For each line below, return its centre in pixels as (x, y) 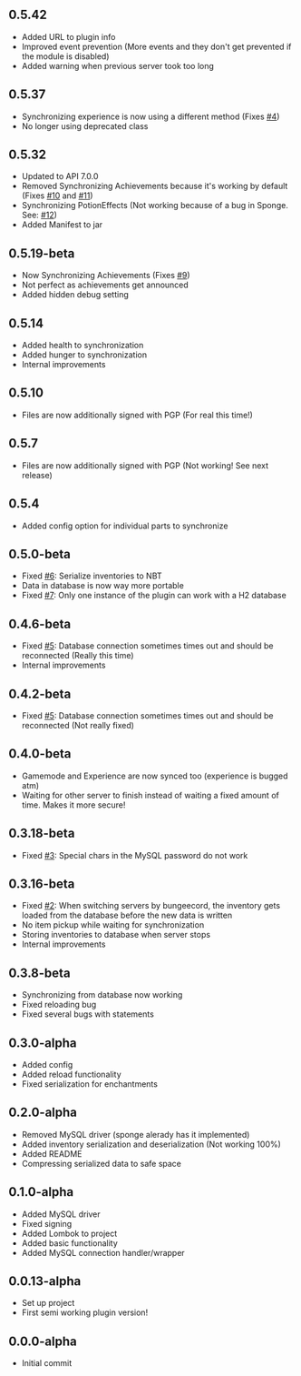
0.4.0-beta (40, 754)
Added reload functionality (71, 1074)
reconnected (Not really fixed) (78, 725)
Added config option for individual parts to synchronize (125, 526)
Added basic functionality (70, 1243)
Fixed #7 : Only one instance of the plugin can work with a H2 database (154, 596)
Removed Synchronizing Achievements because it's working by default (155, 186)
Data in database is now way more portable (103, 586)
